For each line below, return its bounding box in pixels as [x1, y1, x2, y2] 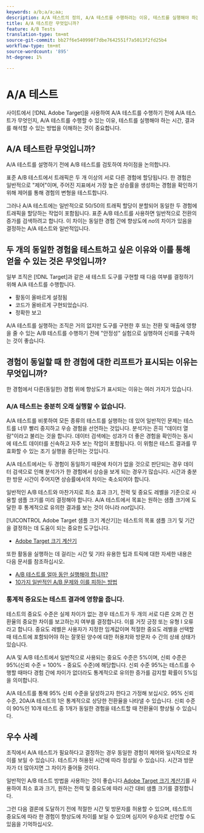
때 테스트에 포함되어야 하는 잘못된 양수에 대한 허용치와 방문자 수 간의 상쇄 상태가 [6, 633, 196, 640]
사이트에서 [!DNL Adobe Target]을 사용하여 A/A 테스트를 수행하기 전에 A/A [6, 109, 185, 116]
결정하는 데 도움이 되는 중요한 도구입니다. [12, 524, 110, 532]
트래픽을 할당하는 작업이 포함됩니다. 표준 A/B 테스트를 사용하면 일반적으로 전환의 [6, 209, 197, 217]
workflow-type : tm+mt [6, 43, 61, 49]
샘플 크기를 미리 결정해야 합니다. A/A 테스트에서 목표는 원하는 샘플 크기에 [17, 496, 190, 504]
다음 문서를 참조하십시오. [6, 558, 65, 565]
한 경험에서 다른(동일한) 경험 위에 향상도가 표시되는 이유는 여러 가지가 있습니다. [6, 385, 193, 393]
